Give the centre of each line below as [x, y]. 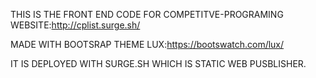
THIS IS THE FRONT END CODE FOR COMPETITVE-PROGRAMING [147, 14]
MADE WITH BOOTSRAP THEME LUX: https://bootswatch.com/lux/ [147, 44]
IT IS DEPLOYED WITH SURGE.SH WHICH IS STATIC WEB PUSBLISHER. [158, 63]
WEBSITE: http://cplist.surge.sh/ [75, 25]
